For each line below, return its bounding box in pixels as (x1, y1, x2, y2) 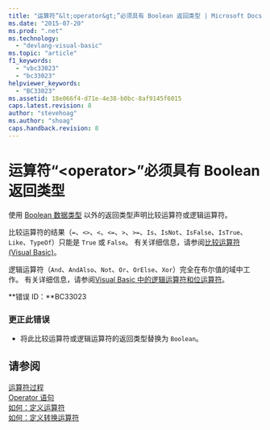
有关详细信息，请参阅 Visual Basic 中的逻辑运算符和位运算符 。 (23, 274, 230, 284)
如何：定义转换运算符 (8, 412, 79, 422)
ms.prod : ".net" (8, 27, 63, 35)
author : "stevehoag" (8, 110, 78, 118)
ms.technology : (8, 34, 60, 43)
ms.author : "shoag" (8, 117, 74, 125)
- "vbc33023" (15, 65, 60, 73)
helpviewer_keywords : (8, 79, 81, 87)
